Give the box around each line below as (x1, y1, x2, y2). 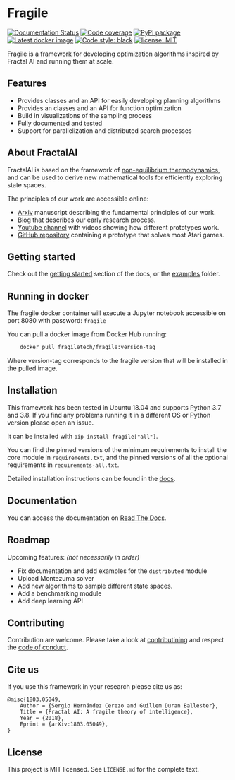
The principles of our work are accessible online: (7, 194, 149, 203)
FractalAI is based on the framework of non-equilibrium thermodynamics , (7, 165, 220, 174)
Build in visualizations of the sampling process (17, 111, 153, 119)
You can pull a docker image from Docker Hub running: (7, 330, 167, 338)
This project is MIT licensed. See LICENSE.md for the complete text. (7, 764, 199, 773)
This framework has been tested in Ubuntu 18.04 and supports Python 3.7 (7, 403, 222, 411)
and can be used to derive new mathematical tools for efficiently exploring (7, 173, 223, 182)
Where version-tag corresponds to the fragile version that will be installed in (7, 357, 229, 365)
